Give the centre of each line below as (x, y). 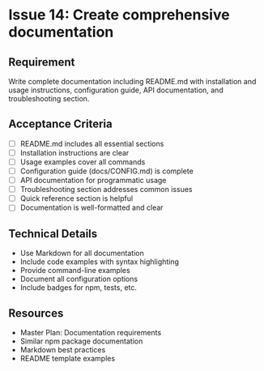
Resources (36, 313)
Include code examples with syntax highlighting (100, 262)
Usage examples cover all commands (83, 162)
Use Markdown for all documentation (82, 254)
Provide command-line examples (75, 271)
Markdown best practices (63, 349)
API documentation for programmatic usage (93, 181)
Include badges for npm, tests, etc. (79, 288)
